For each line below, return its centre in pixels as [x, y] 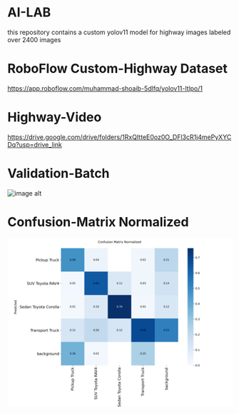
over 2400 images [34, 39]
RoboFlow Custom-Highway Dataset [118, 69]
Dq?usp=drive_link [35, 144]
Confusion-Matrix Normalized [98, 222]
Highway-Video [55, 117]
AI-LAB [29, 12]
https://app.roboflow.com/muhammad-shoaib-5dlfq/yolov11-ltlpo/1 [105, 88]
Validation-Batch [59, 173]
